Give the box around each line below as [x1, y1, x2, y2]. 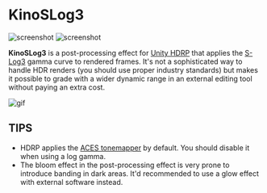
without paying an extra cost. [8, 82, 106, 92]
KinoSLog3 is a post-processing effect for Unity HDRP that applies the [8, 48, 244, 57]
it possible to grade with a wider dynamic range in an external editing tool [8, 73, 252, 83]
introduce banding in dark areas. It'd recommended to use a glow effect [19, 168, 260, 178]
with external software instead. [19, 177, 123, 187]
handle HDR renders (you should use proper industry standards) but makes [8, 65, 258, 74]
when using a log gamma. [19, 151, 106, 161]
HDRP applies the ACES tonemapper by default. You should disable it [19, 143, 250, 153]
